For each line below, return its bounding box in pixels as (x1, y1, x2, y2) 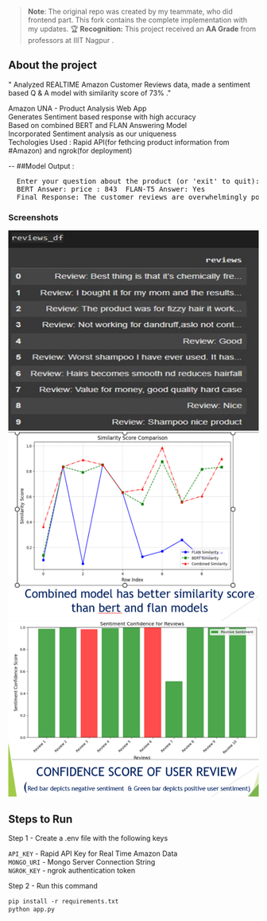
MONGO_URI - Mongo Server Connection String (8, 857, 156, 867)
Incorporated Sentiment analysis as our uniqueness (8, 129, 177, 138)
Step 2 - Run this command (8, 881, 98, 891)
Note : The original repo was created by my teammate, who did (27, 7, 233, 16)
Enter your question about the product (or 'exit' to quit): (16, 177, 260, 185)
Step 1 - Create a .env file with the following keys (8, 834, 168, 843)
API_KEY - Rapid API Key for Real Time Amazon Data (8, 849, 178, 858)
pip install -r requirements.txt (8, 898, 119, 906)
